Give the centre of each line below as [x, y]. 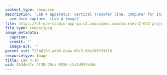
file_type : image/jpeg [29, 28]
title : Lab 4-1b [22, 60]
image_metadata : [22, 33]
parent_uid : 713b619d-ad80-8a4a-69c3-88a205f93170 [59, 51]
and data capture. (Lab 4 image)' [45, 19]
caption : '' [22, 37]
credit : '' [21, 42]
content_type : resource [30, 10]
